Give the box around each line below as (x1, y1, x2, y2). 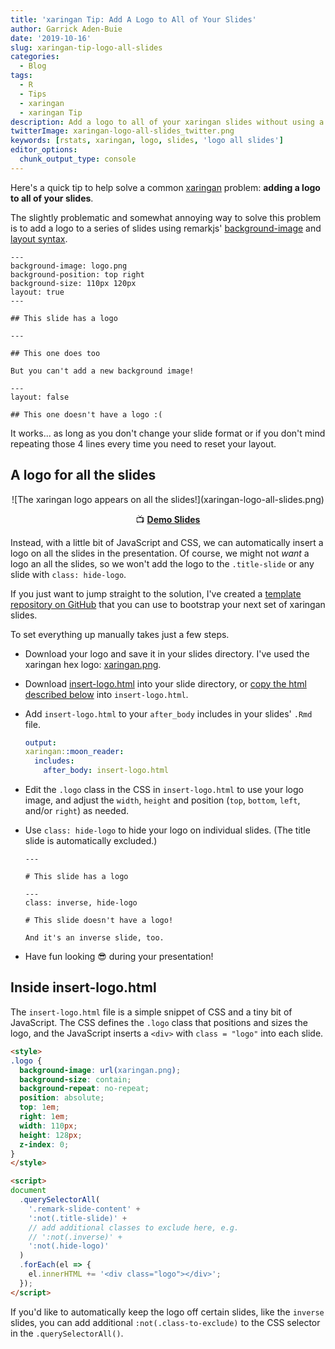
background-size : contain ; (19, 1074, 132, 1085)
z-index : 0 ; (19, 1139, 70, 1150)
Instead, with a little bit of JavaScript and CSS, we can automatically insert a (10, 536, 324, 548)
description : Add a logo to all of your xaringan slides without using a (10, 117, 325, 127)
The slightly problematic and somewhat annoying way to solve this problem (10, 211, 322, 223)
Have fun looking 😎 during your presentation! (24, 951, 214, 963)
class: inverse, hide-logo (24, 898, 138, 908)
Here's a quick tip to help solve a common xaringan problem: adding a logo (10, 181, 321, 193)
